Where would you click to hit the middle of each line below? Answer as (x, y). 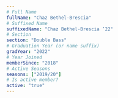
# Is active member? (33, 80)
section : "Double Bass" (37, 40)
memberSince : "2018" (33, 63)
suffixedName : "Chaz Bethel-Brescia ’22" (60, 29)
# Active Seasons (28, 68)
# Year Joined (24, 57)
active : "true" (26, 86)
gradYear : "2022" (28, 52)
